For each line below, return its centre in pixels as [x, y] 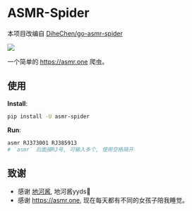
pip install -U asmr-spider [49, 116]
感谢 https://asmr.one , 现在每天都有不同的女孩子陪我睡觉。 [103, 200]
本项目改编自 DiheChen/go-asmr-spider [65, 33]
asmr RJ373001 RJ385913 [42, 143]
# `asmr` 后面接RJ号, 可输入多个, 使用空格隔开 [71, 150]
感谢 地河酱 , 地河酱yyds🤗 [54, 191]
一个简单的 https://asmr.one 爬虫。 [58, 61]
